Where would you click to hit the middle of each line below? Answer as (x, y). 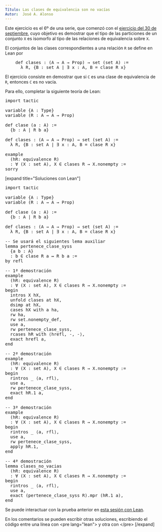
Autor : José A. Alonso (29, 14)
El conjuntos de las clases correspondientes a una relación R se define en (79, 48)
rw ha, (18, 315)
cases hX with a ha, (35, 310)
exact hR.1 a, (27, 393)
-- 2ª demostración (28, 354)
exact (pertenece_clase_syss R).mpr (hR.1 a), (67, 495)
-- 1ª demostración (28, 271)
